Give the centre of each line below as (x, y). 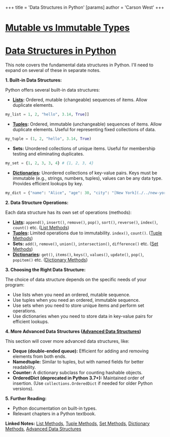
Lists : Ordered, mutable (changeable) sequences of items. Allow (80, 100)
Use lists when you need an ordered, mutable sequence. (71, 294)
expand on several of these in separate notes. (53, 70)
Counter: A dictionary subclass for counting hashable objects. (77, 372)
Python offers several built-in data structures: (53, 90)
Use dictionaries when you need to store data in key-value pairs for (82, 316)
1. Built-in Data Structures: (34, 80)
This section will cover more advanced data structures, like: (67, 341)
